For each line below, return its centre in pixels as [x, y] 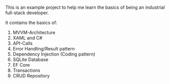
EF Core [21, 65]
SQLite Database [30, 60]
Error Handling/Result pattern [44, 49]
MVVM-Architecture [34, 32]
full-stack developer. [27, 13]
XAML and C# [27, 38]
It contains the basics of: [31, 23]
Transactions [26, 70]
